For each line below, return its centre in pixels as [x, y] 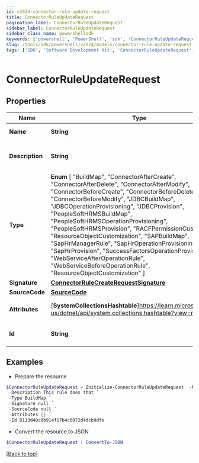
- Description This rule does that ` [54, 393]
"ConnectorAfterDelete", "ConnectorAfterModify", [120, 184]
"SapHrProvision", [76, 250]
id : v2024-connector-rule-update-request [58, 12]
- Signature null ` [31, 404]
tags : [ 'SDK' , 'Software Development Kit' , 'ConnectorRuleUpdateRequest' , [100, 50]
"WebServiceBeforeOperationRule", [100, 265]
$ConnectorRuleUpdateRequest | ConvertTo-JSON [65, 442]
